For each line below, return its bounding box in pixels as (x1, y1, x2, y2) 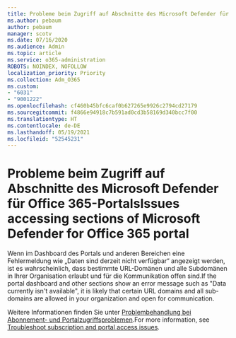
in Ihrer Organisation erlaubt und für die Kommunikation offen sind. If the (7, 272, 217, 280)
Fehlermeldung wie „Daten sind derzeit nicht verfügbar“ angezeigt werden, (7, 257, 225, 265)
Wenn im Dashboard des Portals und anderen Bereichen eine (7, 249, 185, 258)
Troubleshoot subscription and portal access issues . (7, 323, 160, 332)
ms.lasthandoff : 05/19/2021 (7, 129, 90, 136)
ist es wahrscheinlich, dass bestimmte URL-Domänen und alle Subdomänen (7, 264, 228, 273)
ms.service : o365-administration (7, 57, 106, 64)
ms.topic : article (7, 50, 61, 57)
